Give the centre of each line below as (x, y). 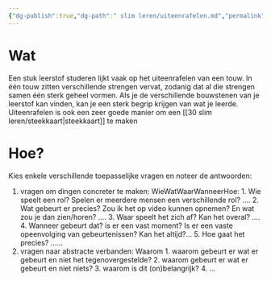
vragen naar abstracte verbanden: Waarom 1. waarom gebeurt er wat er (139, 251)
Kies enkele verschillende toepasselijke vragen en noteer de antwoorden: (130, 176)
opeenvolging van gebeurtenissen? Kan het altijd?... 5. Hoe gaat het (132, 233)
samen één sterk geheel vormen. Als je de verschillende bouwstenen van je (134, 95)
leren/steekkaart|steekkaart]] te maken (73, 121)
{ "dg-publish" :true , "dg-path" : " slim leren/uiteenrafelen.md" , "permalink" (137, 16)
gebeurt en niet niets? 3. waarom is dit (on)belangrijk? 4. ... (118, 268)
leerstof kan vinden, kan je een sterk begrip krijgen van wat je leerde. (123, 103)
